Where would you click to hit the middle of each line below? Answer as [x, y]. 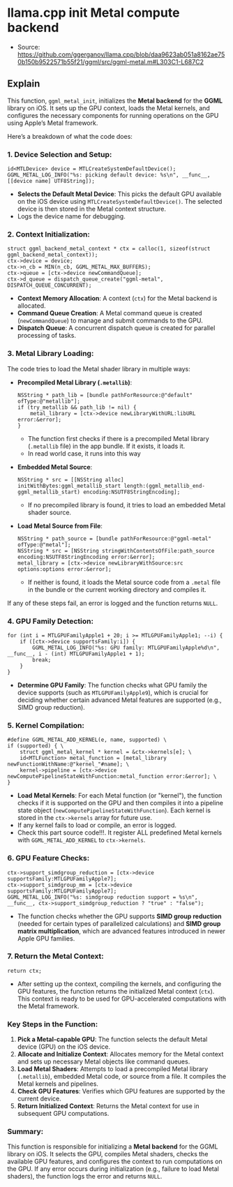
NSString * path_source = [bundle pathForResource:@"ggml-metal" [114, 539]
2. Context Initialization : [49, 234]
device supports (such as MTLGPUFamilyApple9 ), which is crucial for [113, 692]
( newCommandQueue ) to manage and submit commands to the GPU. [110, 321]
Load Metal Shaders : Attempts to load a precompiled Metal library [113, 1069]
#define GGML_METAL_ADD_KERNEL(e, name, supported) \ [87, 740]
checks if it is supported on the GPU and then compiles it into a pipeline [120, 803]
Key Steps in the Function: [53, 1024]
